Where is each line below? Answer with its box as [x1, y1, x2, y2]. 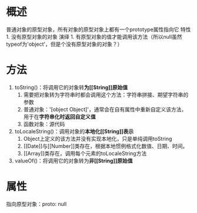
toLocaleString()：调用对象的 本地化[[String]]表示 [14, 127, 134, 135]
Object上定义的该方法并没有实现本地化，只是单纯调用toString [23, 135, 172, 142]
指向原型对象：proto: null [6, 200, 67, 207]
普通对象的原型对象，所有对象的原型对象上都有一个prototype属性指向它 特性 [6, 26, 191, 33]
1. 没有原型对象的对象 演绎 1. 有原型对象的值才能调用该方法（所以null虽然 [6, 33, 182, 40]
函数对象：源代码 [23, 120, 65, 127]
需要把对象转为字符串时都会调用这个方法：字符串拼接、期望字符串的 [23, 91, 189, 98]
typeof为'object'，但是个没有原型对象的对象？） [6, 40, 123, 48]
